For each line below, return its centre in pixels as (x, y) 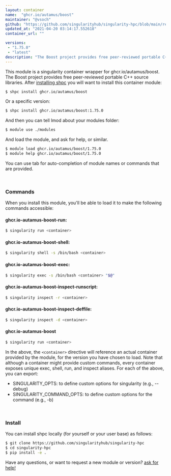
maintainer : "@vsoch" (28, 19)
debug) (20, 389)
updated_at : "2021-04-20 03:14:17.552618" (51, 29)
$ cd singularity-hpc (28, 448)
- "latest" (19, 52)
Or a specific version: (28, 101)
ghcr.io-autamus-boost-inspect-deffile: (49, 309)
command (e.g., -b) (33, 400)
